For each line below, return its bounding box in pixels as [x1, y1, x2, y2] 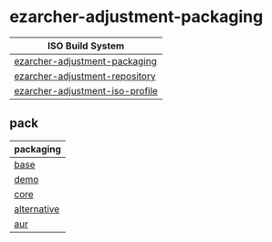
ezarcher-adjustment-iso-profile [14, 84, 158, 97]
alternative [14, 203, 60, 216]
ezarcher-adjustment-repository [14, 69, 156, 82]
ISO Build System [47, 39, 125, 52]
